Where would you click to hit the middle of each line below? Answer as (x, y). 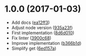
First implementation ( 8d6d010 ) (43, 33)
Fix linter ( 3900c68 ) (31, 38)
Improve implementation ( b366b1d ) (46, 43)
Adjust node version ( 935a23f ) (42, 27)
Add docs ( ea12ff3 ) (31, 22)
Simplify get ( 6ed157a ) (34, 48)
